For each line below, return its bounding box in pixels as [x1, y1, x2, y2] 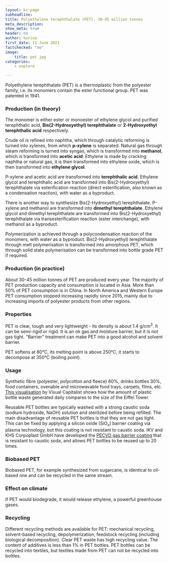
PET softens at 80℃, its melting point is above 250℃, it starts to [5, 349, 140, 355]
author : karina [5, 36, 37, 41]
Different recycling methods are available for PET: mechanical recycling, [5, 526, 155, 532]
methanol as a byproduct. [5, 221, 59, 227]
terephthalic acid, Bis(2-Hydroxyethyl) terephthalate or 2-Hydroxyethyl [5, 122, 157, 128]
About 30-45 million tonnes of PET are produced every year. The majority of [5, 276, 164, 283]
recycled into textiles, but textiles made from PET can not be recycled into [5, 547, 159, 553]
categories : [5, 59, 30, 64]
